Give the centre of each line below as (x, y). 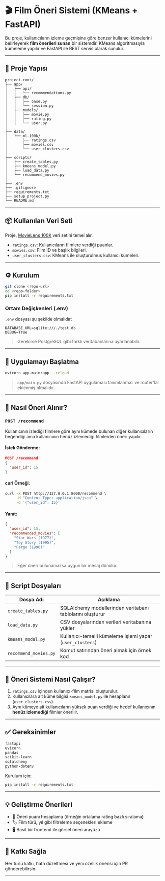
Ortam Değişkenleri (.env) (37, 308)
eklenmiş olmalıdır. (36, 388)
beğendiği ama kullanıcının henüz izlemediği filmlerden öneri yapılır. (73, 436)
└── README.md (20, 200)
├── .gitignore (21, 188)
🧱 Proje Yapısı (27, 69)
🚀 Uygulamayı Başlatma (42, 362)
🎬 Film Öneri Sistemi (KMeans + (71, 11)
